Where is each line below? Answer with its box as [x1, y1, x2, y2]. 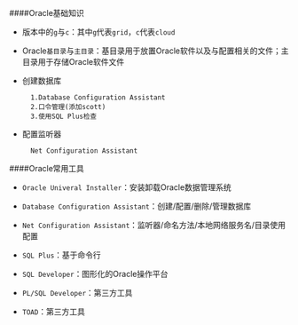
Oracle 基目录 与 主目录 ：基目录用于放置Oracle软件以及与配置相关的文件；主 [21, 45, 289, 56]
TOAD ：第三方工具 [21, 306, 86, 317]
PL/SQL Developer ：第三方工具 [21, 288, 133, 297]
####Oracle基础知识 [9, 8, 84, 18]
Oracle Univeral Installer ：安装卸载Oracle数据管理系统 [21, 182, 232, 193]
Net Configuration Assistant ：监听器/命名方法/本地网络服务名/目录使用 [21, 220, 286, 230]
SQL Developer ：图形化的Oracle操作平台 [21, 269, 169, 279]
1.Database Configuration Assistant [30, 93, 166, 102]
